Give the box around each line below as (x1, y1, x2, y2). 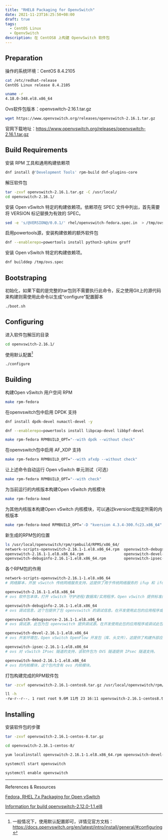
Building (5, 375, 31, 384)
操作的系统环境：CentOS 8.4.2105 (5, 68, 75, 74)
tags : (5, 21, 16, 27)
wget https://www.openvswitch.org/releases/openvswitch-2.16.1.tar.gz (5, 116, 155, 121)
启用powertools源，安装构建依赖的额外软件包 (5, 230, 98, 236)
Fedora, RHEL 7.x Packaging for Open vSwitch (5, 794, 100, 800)
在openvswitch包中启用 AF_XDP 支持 (5, 447, 81, 453)
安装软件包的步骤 (5, 724, 40, 730)
